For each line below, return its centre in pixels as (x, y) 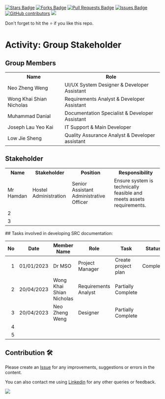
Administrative (89, 196)
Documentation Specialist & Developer (109, 113)
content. (14, 372)
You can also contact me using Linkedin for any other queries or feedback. (81, 382)
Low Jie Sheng (25, 138)
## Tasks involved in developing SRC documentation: (59, 233)
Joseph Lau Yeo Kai (30, 127)
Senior (80, 183)
